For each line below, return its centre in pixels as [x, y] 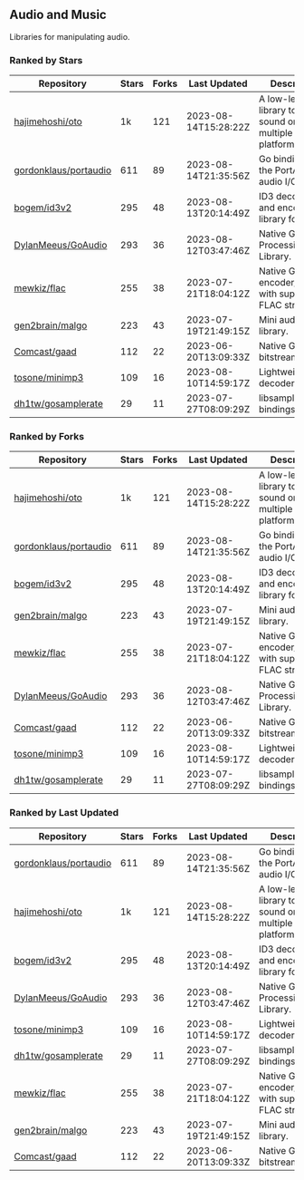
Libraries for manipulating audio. [70, 36]
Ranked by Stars [46, 60]
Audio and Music [58, 15]
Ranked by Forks [47, 437]
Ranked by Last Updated [64, 813]
